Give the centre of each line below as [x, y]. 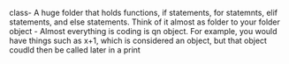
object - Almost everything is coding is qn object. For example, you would [143, 31]
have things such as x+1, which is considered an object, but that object [138, 40]
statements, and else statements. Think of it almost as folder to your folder [145, 22]
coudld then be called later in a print [75, 50]
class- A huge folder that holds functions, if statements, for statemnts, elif [144, 13]
